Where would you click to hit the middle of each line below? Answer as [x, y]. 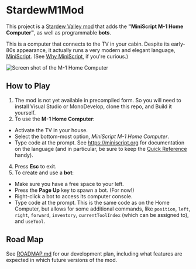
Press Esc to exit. [35, 166]
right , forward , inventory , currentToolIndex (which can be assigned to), [102, 215]
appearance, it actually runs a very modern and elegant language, [96, 50]
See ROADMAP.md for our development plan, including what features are [94, 254]
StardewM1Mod [45, 10]
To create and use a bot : [44, 173]
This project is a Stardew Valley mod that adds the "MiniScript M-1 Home [95, 26]
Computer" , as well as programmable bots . [59, 32]
